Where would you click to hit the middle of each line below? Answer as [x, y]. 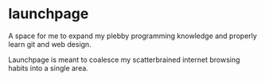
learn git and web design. [50, 44]
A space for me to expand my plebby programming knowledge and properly [132, 36]
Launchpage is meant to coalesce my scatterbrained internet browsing [124, 60]
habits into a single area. [49, 67]
